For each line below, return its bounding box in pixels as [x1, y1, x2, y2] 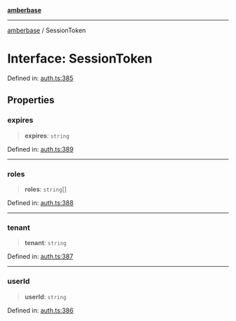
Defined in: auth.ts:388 [7, 198, 74, 207]
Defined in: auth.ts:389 [7, 145, 74, 153]
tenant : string [24, 239, 67, 247]
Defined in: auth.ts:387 [7, 252, 74, 261]
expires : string [24, 131, 70, 140]
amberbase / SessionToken [7, 26, 86, 34]
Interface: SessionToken [7, 51, 152, 67]
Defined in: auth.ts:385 [7, 74, 74, 82]
